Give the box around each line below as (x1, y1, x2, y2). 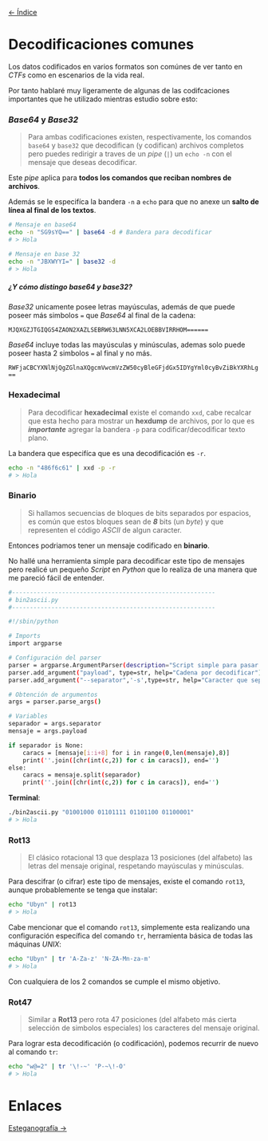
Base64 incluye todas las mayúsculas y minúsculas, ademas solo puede (8, 340, 246, 350)
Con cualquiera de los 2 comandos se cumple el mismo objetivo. (8, 977, 221, 986)
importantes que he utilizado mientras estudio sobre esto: (8, 94, 198, 104)
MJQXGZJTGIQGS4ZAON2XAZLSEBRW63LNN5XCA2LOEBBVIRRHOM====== (8, 326, 209, 334)
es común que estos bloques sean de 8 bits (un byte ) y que (27, 517, 224, 526)
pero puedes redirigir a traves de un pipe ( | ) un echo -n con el (27, 149, 233, 159)
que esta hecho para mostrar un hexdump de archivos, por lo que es (27, 415, 255, 426)
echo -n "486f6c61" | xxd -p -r (8, 463, 116, 472)
